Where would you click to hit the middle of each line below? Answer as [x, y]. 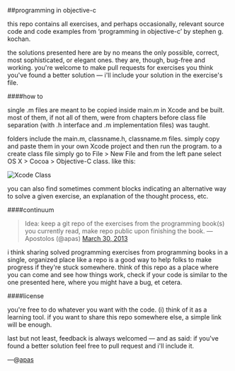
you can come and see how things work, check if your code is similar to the [117, 275]
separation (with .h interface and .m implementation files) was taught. [109, 125]
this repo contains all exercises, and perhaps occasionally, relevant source [116, 24]
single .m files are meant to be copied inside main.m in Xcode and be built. [116, 110]
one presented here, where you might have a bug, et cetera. [95, 282]
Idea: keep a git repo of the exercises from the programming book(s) [125, 223]
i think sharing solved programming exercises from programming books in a [118, 252]
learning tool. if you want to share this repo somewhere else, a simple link [114, 317]
